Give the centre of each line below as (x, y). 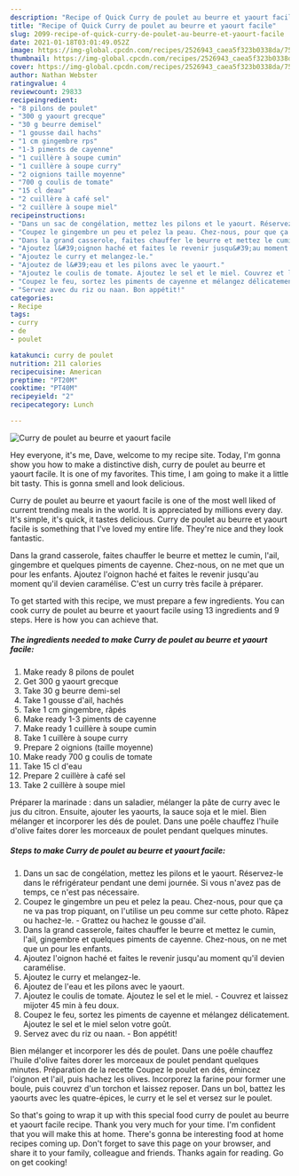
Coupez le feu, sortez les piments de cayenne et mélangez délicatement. (156, 1014)
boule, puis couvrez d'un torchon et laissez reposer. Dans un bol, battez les (148, 1088)
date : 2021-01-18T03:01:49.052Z (70, 42)
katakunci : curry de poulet (62, 355)
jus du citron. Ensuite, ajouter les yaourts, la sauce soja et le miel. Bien (138, 811)
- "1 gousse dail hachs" (56, 133)
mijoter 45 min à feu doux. (71, 1005)
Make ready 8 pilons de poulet (79, 672)
